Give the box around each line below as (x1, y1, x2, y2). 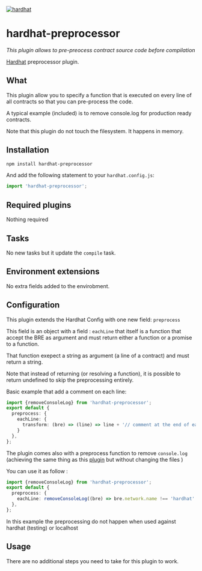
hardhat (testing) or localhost (6, 524, 78, 531)
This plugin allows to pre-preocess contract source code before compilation (6, 46, 195, 53)
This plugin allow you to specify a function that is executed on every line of (6, 91, 192, 98)
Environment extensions (6, 267, 100, 277)
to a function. (6, 340, 39, 348)
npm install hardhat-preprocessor (6, 161, 93, 167)
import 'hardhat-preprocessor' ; (6, 183, 87, 189)
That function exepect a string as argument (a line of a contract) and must (6, 352, 189, 359)
